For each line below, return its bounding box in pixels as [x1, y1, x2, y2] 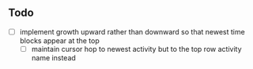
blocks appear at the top [19, 35, 100, 45]
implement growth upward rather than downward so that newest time [19, 27, 245, 36]
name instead [31, 53, 77, 62]
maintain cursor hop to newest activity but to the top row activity [31, 44, 243, 53]
